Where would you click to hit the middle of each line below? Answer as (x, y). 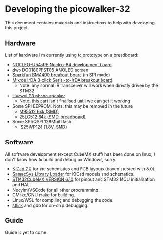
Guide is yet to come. (26, 232)
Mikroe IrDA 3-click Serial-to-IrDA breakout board (62, 80)
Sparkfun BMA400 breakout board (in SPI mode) (61, 75)
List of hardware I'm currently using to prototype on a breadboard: (72, 55)
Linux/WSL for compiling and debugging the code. (63, 200)
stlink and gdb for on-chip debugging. (50, 205)
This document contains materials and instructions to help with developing (80, 23)
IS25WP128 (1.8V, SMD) (43, 127)
